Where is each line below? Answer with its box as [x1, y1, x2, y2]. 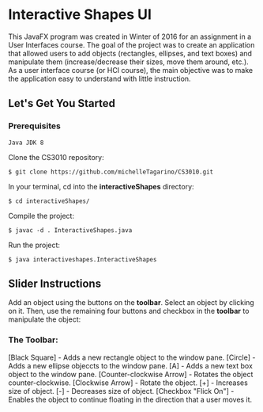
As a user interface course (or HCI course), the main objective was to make [8, 65, 254, 74]
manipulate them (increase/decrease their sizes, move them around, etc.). [8, 57, 249, 67]
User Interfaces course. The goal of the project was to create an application [8, 40, 255, 49]
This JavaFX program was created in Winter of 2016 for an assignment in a [8, 32, 252, 41]
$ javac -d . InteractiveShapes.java [8, 226, 133, 235]
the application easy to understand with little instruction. [8, 74, 191, 83]
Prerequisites [8, 120, 61, 132]
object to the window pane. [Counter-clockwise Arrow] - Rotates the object [8, 369, 254, 379]
